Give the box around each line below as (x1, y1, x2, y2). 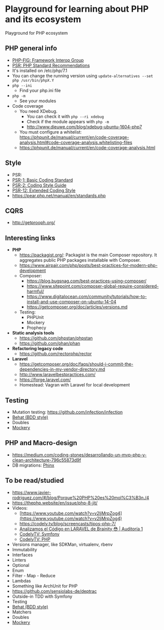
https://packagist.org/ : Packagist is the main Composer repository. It (19, 252, 157, 258)
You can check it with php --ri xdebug (26, 113, 104, 119)
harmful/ (26, 289, 44, 294)
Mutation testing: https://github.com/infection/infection (12, 409, 123, 415)
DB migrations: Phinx (12, 462, 55, 468)
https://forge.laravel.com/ (19, 377, 71, 382)
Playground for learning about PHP (5, 3, 149, 15)
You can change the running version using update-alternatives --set (12, 72, 153, 79)
